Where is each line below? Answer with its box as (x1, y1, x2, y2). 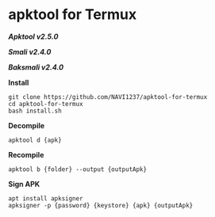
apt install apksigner (8, 194, 83, 203)
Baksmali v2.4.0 (8, 62, 64, 72)
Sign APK (8, 179, 40, 188)
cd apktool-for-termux (8, 100, 83, 108)
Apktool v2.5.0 (8, 32, 59, 41)
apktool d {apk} (8, 136, 62, 144)
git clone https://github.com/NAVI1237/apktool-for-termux (8, 93, 208, 101)
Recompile (8, 150, 44, 159)
